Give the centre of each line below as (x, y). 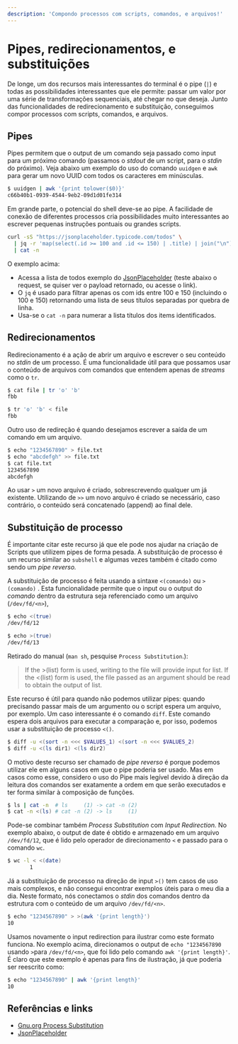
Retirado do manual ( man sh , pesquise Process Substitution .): (98, 656)
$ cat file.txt (30, 463)
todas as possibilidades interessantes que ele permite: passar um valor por (117, 91)
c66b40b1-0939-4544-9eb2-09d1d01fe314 (64, 196)
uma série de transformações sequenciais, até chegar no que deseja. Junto (118, 99)
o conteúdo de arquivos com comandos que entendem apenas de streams (116, 370)
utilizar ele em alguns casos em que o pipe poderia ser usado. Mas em (110, 770)
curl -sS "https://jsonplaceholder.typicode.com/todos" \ (95, 237)
